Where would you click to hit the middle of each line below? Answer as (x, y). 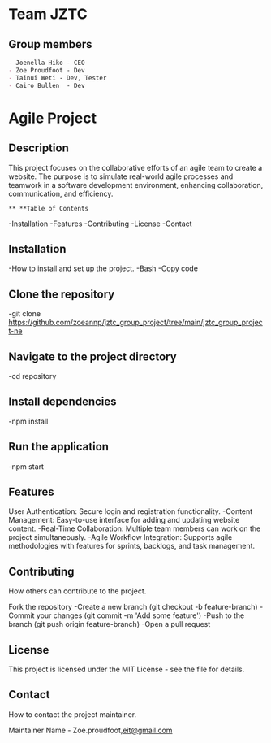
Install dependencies (62, 402)
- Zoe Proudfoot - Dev (47, 70)
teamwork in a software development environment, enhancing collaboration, (136, 185)
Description (39, 148)
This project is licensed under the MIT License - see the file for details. (127, 669)
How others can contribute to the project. (77, 591)
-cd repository (32, 376)
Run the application (59, 447)
